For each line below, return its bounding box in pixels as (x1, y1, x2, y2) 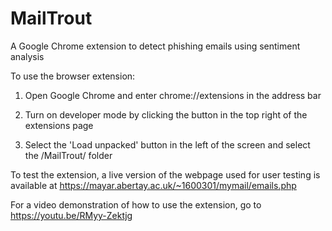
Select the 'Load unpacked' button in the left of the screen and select (24, 138, 311, 151)
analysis (10, 50, 45, 62)
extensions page (24, 119, 94, 131)
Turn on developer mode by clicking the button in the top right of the (24, 108, 308, 121)
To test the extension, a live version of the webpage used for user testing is (10, 168, 321, 181)
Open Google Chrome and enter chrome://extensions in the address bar (24, 89, 322, 101)
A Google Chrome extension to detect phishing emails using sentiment (10, 40, 301, 52)
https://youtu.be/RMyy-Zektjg (10, 209, 133, 221)
